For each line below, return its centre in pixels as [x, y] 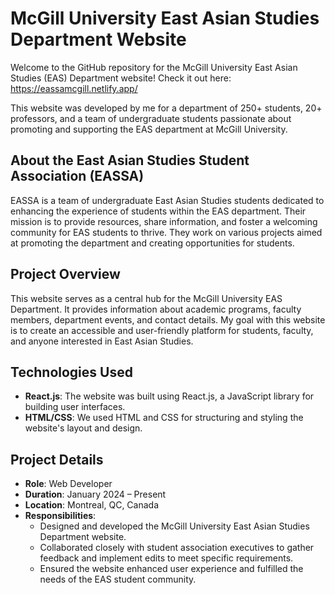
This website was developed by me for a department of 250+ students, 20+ [166, 108]
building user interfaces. [75, 407]
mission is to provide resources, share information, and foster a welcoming [164, 221]
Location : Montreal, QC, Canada [92, 505]
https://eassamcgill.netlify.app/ [74, 88]
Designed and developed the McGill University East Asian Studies [174, 526]
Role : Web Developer [68, 484]
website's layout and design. [83, 428]
